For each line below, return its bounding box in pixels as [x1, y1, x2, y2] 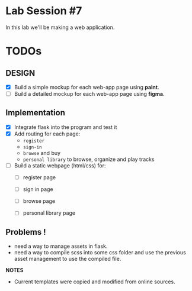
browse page [23, 198, 56, 205]
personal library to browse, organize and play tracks [23, 156, 155, 163]
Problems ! [5, 227, 46, 237]
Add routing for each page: [14, 130, 81, 137]
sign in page [23, 186, 54, 193]
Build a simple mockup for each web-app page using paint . [14, 83, 159, 90]
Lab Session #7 [5, 4, 82, 18]
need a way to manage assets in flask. [14, 242, 108, 250]
